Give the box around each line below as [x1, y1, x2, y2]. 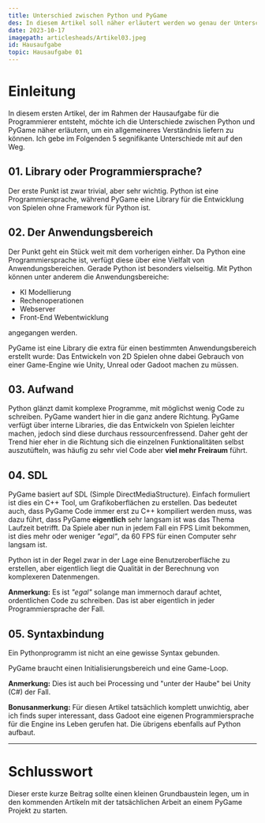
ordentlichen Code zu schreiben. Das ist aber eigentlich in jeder [8, 596, 215, 606]
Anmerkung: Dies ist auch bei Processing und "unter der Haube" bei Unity [8, 679, 251, 688]
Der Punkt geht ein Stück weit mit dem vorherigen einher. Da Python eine [8, 247, 246, 256]
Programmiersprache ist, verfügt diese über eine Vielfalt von [8, 255, 205, 265]
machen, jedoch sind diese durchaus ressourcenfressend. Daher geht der [8, 428, 248, 439]
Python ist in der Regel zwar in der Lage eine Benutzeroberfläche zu [8, 555, 230, 565]
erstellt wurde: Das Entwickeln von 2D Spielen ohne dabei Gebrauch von [8, 351, 244, 361]
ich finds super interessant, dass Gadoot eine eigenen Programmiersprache [8, 711, 255, 720]
